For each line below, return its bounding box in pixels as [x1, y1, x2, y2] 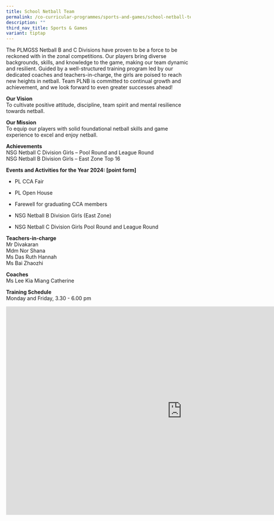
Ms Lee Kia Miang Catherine [6, 277, 74, 284]
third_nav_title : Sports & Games [6, 25, 88, 31]
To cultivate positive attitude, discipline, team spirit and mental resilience [6, 101, 181, 108]
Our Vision [6, 95, 33, 103]
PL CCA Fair [14, 178, 44, 185]
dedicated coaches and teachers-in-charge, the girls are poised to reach [6, 71, 182, 79]
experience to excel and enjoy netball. [6, 131, 98, 138]
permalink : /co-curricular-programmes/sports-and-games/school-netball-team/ [6, 14, 200, 20]
